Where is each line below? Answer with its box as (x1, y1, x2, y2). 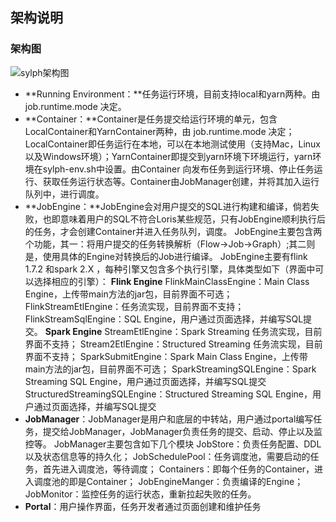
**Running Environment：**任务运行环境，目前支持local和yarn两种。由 (24, 88, 321, 100)
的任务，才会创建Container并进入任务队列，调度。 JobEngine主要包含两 (24, 225, 323, 237)
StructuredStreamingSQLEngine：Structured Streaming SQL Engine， (24, 388, 313, 400)
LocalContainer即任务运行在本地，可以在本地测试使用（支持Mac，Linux (24, 138, 321, 150)
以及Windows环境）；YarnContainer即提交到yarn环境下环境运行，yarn (24, 150, 313, 162)
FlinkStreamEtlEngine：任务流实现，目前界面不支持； (24, 300, 245, 312)
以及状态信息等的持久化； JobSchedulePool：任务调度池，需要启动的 (24, 450, 311, 462)
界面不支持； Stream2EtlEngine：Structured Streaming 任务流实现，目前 (24, 338, 323, 350)
